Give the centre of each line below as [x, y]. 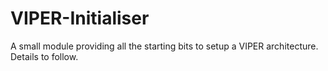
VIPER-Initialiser [80, 18]
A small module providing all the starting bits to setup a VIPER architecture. [164, 46]
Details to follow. [44, 56]
